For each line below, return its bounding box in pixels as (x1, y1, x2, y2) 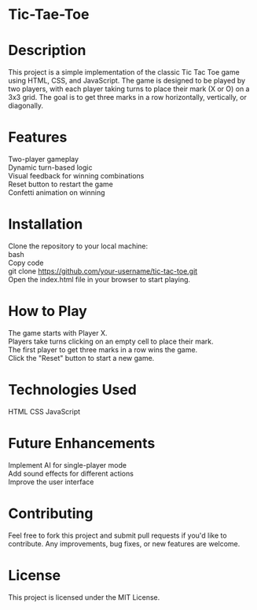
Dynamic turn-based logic (8, 163, 93, 172)
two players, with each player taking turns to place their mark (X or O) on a (8, 84, 250, 94)
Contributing (8, 505, 94, 522)
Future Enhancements (8, 435, 156, 453)
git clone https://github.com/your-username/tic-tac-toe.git (8, 266, 198, 276)
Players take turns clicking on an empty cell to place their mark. (8, 336, 214, 346)
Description (8, 42, 86, 60)
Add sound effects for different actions (8, 469, 134, 478)
